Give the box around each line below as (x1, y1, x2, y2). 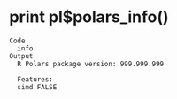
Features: (17, 74, 53, 84)
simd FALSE (17, 82, 58, 91)
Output (9, 51, 34, 60)
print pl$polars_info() (9, 7, 170, 27)
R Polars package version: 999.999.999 (17, 59, 165, 68)
